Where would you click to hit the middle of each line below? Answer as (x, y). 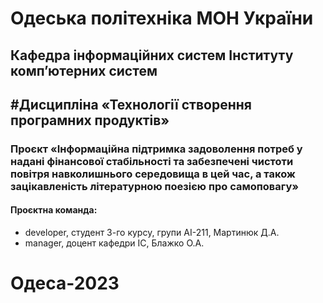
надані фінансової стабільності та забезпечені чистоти (152, 161)
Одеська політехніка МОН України (162, 18)
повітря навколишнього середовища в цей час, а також (153, 174)
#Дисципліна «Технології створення (131, 104)
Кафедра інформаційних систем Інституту (152, 55)
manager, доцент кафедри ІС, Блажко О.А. (114, 243)
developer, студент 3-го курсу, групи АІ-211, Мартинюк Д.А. (152, 233)
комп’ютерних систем (84, 70)
